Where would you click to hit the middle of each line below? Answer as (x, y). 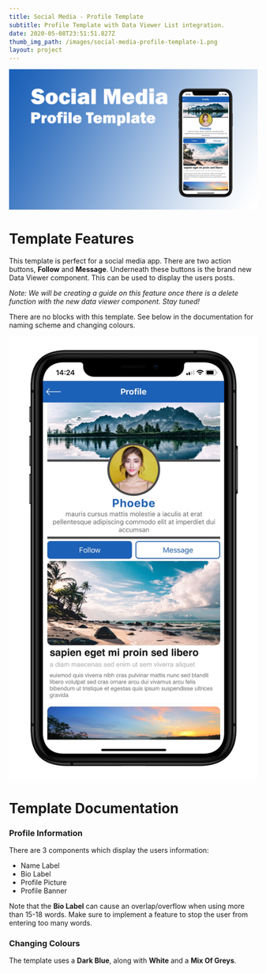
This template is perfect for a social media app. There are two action (120, 260)
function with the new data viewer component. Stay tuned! (105, 301)
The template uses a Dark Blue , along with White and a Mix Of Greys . (123, 960)
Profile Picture (43, 883)
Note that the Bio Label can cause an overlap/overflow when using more (127, 907)
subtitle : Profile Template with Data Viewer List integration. (117, 25)
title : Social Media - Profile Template (77, 17)
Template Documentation (94, 808)
